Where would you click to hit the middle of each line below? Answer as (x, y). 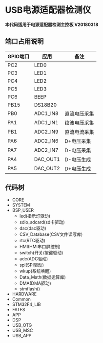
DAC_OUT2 (47, 168)
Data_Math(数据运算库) (42, 277)
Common (21, 299)
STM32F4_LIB (26, 304)
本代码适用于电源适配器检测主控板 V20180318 (52, 24)
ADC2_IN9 (46, 132)
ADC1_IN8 (46, 113)
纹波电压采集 (79, 123)
